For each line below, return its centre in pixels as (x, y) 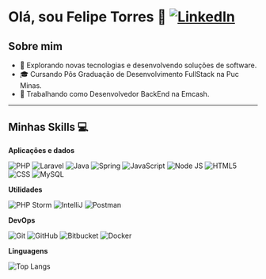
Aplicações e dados (42, 150)
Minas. (30, 86)
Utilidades (25, 189)
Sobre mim (36, 46)
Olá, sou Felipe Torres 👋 (87, 17)
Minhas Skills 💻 (48, 127)
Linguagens (28, 250)
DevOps (22, 220)
